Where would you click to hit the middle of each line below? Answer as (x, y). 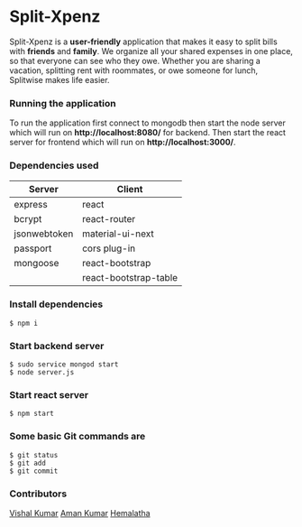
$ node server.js (42, 373)
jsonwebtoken (44, 234)
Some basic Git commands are (78, 437)
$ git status (34, 455)
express (31, 204)
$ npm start (32, 414)
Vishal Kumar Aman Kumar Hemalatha (80, 513)
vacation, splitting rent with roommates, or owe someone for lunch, (134, 70)
